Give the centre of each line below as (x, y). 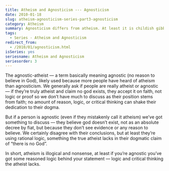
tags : (11, 33)
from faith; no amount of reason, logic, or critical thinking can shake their (81, 102)
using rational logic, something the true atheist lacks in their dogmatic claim (83, 138)
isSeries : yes (20, 52)
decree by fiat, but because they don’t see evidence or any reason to (77, 128)
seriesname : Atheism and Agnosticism (45, 56)
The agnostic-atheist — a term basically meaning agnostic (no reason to (80, 75)
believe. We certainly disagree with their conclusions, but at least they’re (80, 133)
